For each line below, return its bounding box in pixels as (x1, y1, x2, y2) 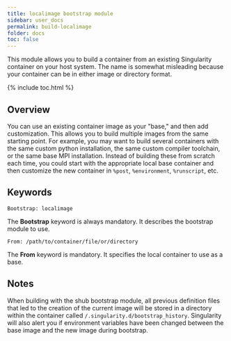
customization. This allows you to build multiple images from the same (7, 129, 209, 138)
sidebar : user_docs (7, 17, 64, 24)
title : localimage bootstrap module (7, 10, 113, 17)
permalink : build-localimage (7, 23, 92, 30)
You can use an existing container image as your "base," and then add (7, 122, 209, 130)
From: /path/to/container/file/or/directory (7, 238, 138, 245)
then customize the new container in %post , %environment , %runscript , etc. (7, 166, 219, 175)
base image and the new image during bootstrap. (7, 326, 148, 334)
